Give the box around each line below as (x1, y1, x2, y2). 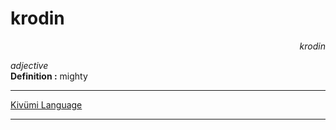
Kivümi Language (10, 98, 83, 111)
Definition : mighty (10, 70, 88, 82)
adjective (10, 59, 49, 71)
